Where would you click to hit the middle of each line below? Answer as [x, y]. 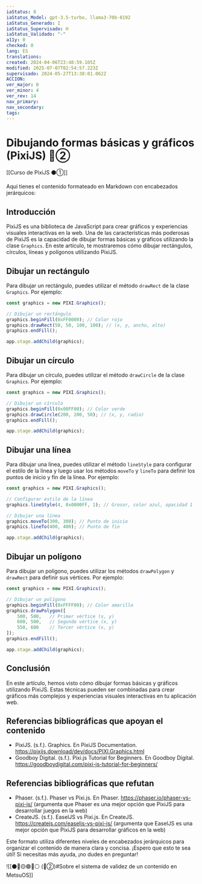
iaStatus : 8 [21, 12]
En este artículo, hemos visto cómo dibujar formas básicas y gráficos [92, 683]
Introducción [31, 212]
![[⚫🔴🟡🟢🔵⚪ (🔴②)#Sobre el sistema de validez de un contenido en [92, 867]
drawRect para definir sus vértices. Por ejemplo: [65, 577]
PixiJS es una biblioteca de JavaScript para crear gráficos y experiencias [97, 226]
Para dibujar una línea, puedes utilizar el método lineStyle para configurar [99, 465]
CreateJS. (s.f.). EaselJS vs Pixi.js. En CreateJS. [74, 817]
